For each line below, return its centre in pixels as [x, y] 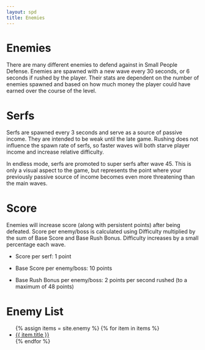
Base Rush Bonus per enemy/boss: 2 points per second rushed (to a [101, 280]
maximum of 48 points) [45, 287]
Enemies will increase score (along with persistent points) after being [93, 225]
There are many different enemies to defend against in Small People [92, 65]
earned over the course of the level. [51, 91]
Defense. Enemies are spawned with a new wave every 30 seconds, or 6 [98, 72]
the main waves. [27, 184]
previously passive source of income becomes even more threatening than [101, 177]
